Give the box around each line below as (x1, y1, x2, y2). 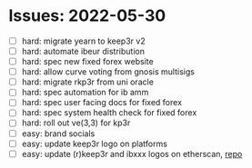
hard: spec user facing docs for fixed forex (21, 97, 183, 108)
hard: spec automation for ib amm (21, 87, 149, 98)
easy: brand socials (21, 128, 96, 139)
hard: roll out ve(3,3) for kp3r (21, 117, 131, 128)
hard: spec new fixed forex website (21, 56, 154, 67)
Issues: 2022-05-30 (8, 5, 166, 26)
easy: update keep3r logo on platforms (21, 138, 167, 149)
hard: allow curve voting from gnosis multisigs (21, 66, 195, 77)
